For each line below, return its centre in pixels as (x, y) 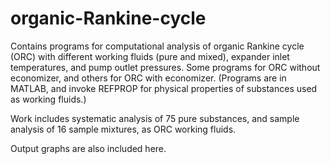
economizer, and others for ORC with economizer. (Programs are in (148, 78)
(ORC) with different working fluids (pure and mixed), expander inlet (150, 56)
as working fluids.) (48, 99)
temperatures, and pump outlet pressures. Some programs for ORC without (165, 67)
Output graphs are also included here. (88, 148)
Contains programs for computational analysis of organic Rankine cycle (157, 46)
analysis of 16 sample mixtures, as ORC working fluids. (123, 129)
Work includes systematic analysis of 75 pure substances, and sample (155, 118)
